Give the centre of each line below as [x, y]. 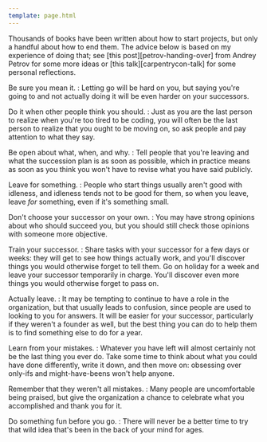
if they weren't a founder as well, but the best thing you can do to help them [133, 324]
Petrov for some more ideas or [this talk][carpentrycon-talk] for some [122, 64]
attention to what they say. [52, 137]
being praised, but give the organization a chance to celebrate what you [126, 397]
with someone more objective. [58, 234]
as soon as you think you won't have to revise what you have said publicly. [131, 169]
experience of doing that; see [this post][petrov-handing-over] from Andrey [132, 55]
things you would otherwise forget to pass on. [84, 283]
